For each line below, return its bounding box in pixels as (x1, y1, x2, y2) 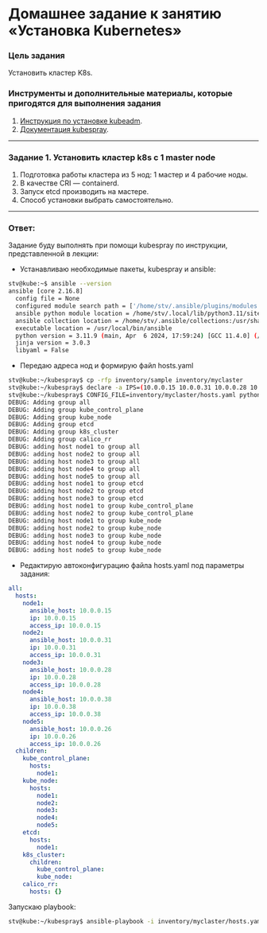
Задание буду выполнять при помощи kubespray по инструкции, (8, 240, 228, 251)
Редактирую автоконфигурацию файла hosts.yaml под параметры (19, 561, 245, 570)
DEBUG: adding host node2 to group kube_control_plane (8, 509, 194, 517)
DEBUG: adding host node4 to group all (8, 465, 141, 473)
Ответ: (8, 223, 36, 233)
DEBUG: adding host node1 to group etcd (8, 480, 145, 488)
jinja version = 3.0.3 (15, 339, 91, 347)
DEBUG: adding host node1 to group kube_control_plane (8, 502, 194, 510)
